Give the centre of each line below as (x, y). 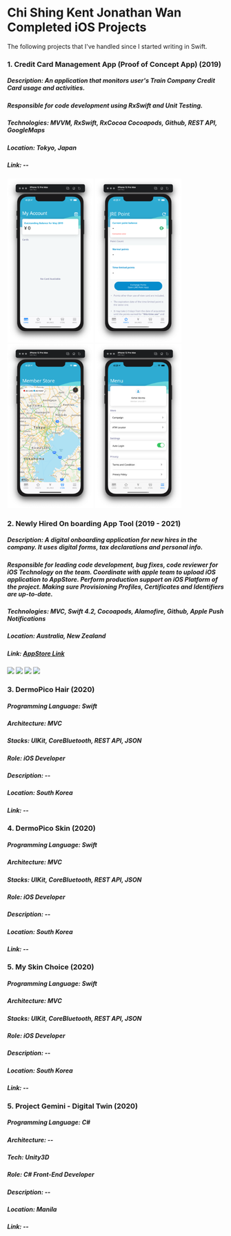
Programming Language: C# (49, 1122)
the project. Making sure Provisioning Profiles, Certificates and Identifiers (115, 587)
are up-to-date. (30, 594)
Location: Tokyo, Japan (42, 148)
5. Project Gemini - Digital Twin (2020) (72, 1106)
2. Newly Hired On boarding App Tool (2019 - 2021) (94, 523)
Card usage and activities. (46, 88)
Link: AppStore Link (36, 654)
